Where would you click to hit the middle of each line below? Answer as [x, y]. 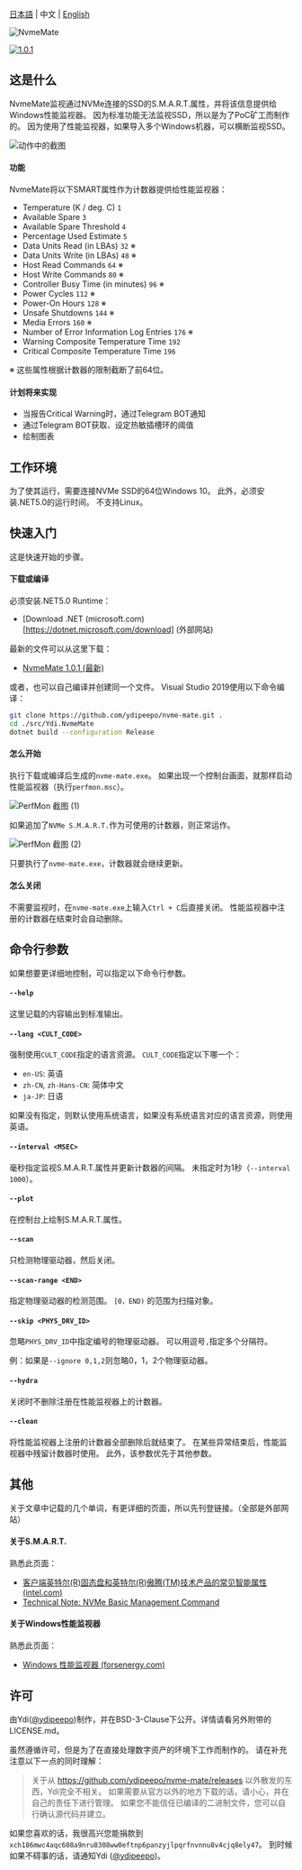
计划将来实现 [33, 392]
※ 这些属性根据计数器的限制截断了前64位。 [89, 370]
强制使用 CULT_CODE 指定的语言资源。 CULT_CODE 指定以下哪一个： [125, 1055]
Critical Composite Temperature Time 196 [99, 352]
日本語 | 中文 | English [49, 14]
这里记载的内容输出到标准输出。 [68, 1014]
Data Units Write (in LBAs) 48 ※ [79, 255]
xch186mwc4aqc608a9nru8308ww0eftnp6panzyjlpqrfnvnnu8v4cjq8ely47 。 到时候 [151, 1844]
